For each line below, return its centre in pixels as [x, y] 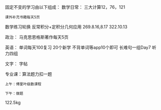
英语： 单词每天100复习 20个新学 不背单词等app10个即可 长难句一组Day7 [78, 47]
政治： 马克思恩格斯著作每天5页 [37, 37]
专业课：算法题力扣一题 [28, 74]
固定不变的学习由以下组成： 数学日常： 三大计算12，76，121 [65, 7]
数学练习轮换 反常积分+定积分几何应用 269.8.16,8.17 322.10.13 [66, 27]
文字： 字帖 [16, 64]
